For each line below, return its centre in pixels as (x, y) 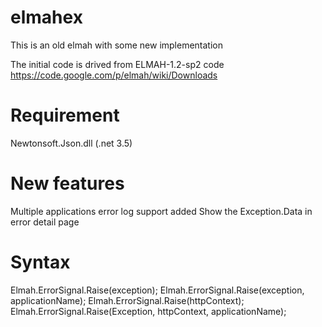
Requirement (65, 115)
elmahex (46, 17)
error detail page (45, 222)
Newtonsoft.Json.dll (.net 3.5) (71, 143)
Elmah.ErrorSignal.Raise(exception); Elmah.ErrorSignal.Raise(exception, (157, 290)
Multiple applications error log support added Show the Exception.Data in (161, 211)
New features (67, 183)
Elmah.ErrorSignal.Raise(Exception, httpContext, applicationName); (148, 311)
